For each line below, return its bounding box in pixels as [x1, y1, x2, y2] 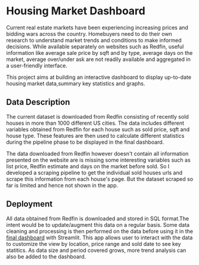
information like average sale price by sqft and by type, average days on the [6, 49, 193, 56]
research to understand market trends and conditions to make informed [6, 36, 182, 44]
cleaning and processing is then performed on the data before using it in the [6, 227, 194, 235]
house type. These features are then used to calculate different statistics [6, 132, 185, 139]
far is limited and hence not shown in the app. [6, 181, 119, 189]
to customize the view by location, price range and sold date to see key [6, 240, 181, 247]
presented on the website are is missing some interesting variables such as [6, 156, 191, 164]
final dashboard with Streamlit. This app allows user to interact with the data [6, 234, 193, 241]
